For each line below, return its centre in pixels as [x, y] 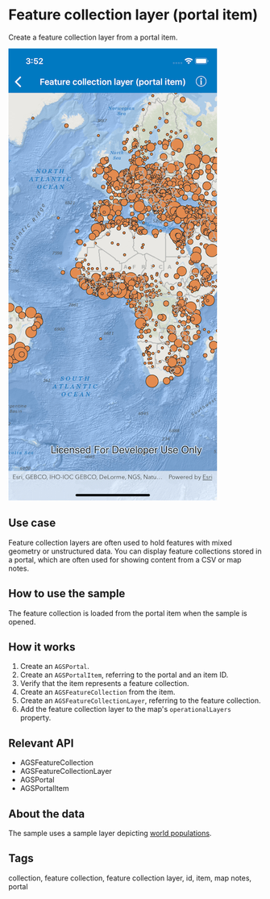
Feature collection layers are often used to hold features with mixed [120, 542]
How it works [42, 647]
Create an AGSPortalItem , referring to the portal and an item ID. [124, 675]
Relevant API [41, 743]
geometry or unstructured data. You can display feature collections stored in [135, 551]
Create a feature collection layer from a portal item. [93, 37]
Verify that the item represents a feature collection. [104, 684]
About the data [47, 814]
